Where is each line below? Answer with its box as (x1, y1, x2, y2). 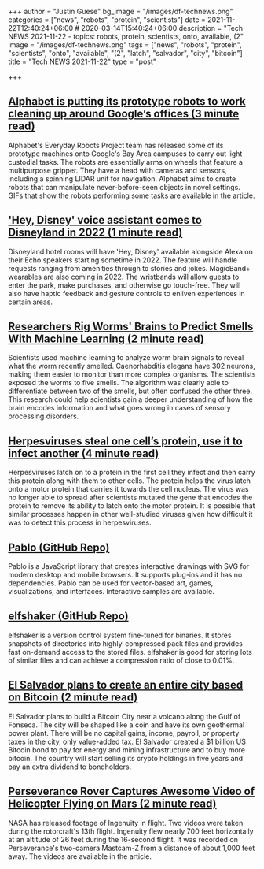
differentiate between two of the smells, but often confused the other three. (8, 386, 253, 396)
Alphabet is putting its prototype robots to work (8, 95, 246, 109)
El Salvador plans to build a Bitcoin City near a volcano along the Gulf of (8, 711, 241, 721)
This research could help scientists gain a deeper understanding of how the (8, 395, 253, 404)
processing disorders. (8, 411, 79, 421)
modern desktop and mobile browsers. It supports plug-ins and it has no (8, 570, 243, 580)
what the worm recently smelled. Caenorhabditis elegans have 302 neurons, (8, 362, 255, 371)
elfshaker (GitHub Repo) (8, 610, 129, 623)
